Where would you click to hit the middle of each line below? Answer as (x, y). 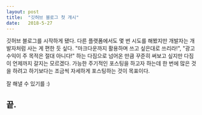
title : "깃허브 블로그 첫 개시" (43, 17)
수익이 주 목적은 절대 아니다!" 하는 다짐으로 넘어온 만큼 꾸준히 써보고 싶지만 (95, 56)
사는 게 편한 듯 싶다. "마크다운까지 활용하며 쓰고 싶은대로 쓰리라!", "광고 (111, 48)
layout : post (23, 12)
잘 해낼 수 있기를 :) (28, 84)
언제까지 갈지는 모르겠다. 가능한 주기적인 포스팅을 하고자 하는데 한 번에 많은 (101, 63)
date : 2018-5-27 (29, 23)
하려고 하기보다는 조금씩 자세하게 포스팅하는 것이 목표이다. (81, 71)
